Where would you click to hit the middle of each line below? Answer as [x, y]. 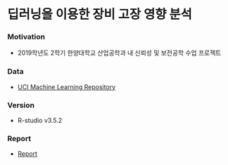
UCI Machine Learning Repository [66, 87]
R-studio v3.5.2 [40, 121]
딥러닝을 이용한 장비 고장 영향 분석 [100, 14]
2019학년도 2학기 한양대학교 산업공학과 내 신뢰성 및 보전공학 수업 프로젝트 [119, 53]
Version [21, 105]
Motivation [26, 37]
